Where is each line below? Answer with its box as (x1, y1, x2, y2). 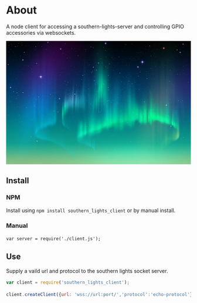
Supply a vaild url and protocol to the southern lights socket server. (6, 267, 168, 274)
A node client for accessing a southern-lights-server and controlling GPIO (6, 23, 185, 30)
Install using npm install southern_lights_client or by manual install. (6, 207, 176, 214)
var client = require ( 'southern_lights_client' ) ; (6, 280, 130, 285)
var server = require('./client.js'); (6, 235, 101, 241)
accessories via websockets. (6, 29, 76, 36)
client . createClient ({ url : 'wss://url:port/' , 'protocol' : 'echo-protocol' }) (6, 292, 195, 298)
